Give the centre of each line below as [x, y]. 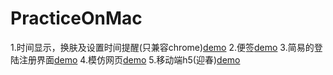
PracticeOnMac [76, 18]
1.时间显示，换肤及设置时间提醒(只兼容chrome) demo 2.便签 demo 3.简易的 [162, 47]
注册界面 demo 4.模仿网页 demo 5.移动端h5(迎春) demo [129, 59]
